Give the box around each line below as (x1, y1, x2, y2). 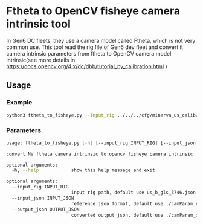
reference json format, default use (71, 200, 164, 206)
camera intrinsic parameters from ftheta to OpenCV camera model (6, 50, 172, 57)
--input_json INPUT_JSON (11, 195, 74, 201)
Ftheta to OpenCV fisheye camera (6, 4, 180, 18)
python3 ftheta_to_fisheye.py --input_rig (6, 112, 115, 118)
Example (6, 98, 33, 107)
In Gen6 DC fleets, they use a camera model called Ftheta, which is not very (6, 37, 196, 44)
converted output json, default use (71, 212, 164, 218)
